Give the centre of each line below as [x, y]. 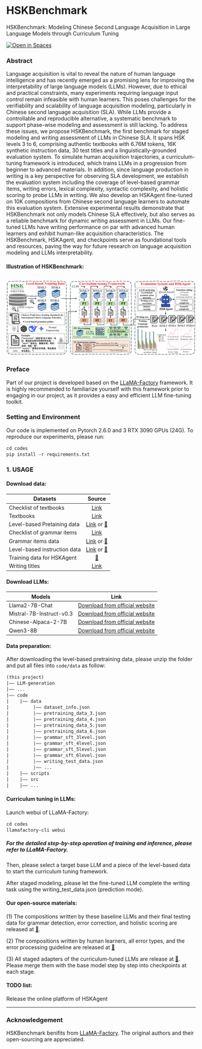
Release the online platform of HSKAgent [57, 999]
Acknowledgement [35, 1020]
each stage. [21, 971]
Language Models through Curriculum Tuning [63, 33]
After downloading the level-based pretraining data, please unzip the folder [99, 659]
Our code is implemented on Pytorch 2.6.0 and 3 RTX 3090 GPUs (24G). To [100, 430]
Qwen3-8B [23, 630]
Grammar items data [34, 541]
